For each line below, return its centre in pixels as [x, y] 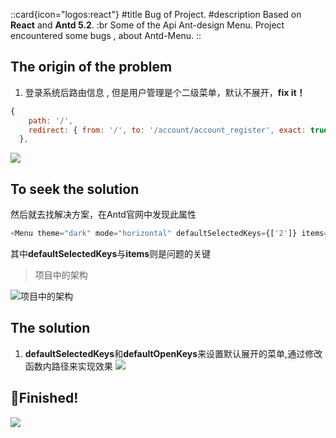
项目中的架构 [61, 275]
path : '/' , [51, 120]
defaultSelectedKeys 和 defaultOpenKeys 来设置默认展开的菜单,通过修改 [173, 353]
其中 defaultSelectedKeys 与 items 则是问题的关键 [111, 253]
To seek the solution [75, 189]
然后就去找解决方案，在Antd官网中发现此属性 [103, 215]
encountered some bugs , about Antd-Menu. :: [106, 35]
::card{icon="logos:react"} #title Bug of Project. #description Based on [156, 14]
